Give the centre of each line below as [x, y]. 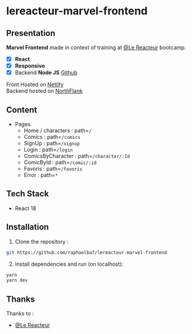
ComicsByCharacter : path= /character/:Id [77, 156]
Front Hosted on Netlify [35, 84]
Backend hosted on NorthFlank [44, 91]
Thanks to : [20, 314]
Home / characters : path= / [58, 130]
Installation [28, 227]
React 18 [25, 208]
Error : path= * [41, 175]
